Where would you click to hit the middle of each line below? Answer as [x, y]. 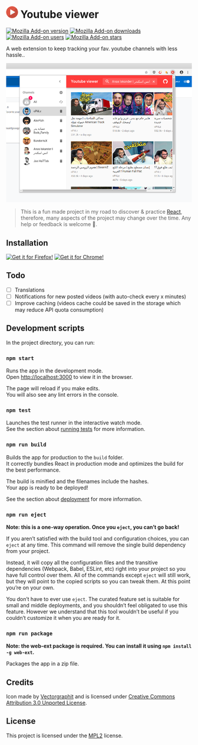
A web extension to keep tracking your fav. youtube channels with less [92, 48]
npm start [20, 358]
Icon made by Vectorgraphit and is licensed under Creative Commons [91, 697]
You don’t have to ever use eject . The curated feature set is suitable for [93, 599]
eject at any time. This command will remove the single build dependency [96, 545]
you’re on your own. [30, 587]
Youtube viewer [60, 14]
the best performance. [33, 470]
